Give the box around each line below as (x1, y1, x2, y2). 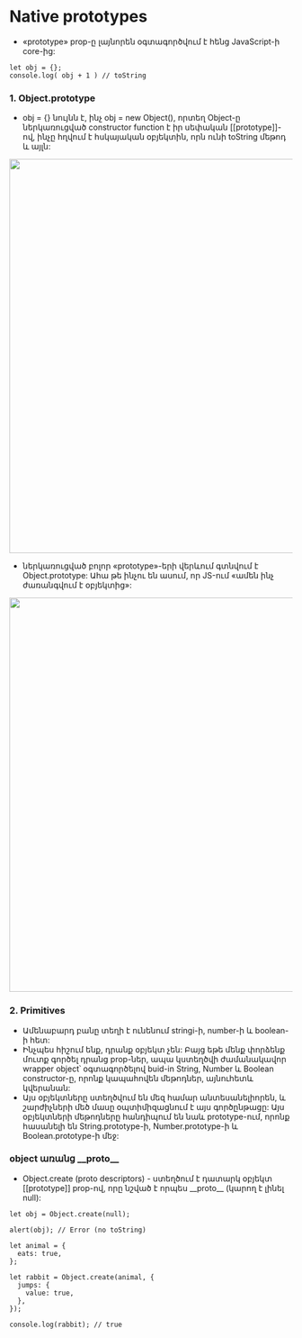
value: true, (25, 1288, 75, 1297)
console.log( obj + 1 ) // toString (9, 70, 147, 80)
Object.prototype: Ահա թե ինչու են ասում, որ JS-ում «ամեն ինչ (22, 570, 274, 581)
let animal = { (9, 1241, 67, 1250)
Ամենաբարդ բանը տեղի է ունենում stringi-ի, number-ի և (22, 1024, 253, 1035)
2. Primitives (9, 1005, 66, 1017)
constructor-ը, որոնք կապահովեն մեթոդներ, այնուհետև (22, 1072, 254, 1083)
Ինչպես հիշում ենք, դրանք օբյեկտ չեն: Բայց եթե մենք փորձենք (22, 1043, 286, 1055)
